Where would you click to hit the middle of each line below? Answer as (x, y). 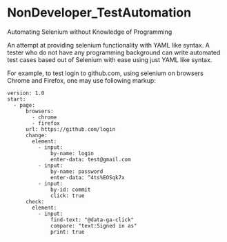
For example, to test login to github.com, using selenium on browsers (105, 73)
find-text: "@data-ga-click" (92, 220)
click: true (68, 195)
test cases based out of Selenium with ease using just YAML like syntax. (110, 59)
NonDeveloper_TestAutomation (99, 13)
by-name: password (77, 171)
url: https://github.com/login (70, 129)
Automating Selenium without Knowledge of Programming (90, 32)
